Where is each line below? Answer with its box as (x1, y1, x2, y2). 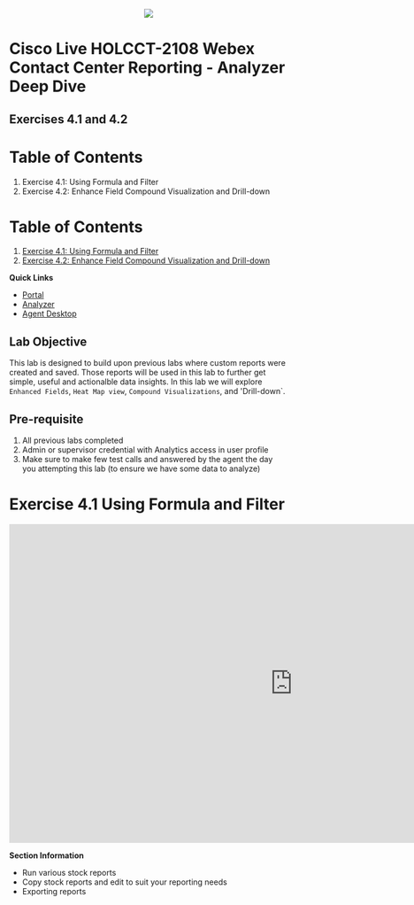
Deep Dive (9, 76, 87, 97)
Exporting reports (21, 886, 87, 897)
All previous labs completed (21, 435, 124, 446)
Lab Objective (9, 334, 88, 349)
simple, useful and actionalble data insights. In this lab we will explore (9, 376, 263, 387)
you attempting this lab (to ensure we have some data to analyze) (21, 463, 261, 474)
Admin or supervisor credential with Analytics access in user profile (21, 445, 269, 455)
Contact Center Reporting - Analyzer (9, 58, 286, 78)
